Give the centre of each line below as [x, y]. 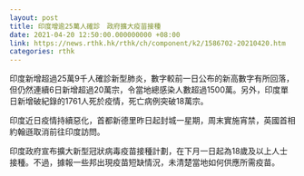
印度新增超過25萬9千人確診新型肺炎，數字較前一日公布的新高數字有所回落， [152, 79]
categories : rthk [42, 52]
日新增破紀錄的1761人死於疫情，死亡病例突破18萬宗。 [109, 102]
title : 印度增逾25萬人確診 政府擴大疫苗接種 [85, 26]
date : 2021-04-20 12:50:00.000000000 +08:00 [95, 34]
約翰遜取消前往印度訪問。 [57, 132]
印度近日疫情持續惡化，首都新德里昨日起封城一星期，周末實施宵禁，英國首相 [152, 121]
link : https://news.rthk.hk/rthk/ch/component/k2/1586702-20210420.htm [147, 43]
